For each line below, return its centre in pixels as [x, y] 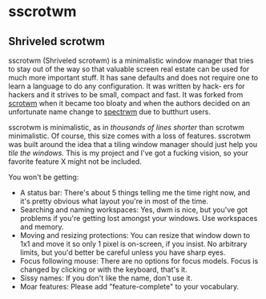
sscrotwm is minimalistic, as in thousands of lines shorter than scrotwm [126, 127]
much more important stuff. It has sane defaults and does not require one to [133, 78]
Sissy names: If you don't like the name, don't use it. [106, 278]
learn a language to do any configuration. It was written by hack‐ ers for [127, 86]
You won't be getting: [44, 177]
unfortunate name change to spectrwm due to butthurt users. [109, 112]
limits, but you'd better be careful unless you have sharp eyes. [123, 252]
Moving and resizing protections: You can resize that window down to [135, 235]
